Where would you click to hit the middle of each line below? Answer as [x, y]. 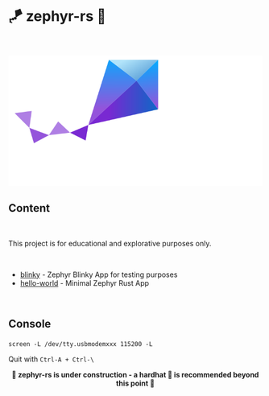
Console [30, 324]
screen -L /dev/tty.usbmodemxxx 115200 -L [81, 344]
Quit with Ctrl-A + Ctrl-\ [51, 359]
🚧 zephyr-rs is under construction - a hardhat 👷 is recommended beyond [135, 374]
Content [29, 208]
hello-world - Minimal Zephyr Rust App [85, 283]
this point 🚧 [135, 383]
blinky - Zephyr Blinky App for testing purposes [99, 274]
